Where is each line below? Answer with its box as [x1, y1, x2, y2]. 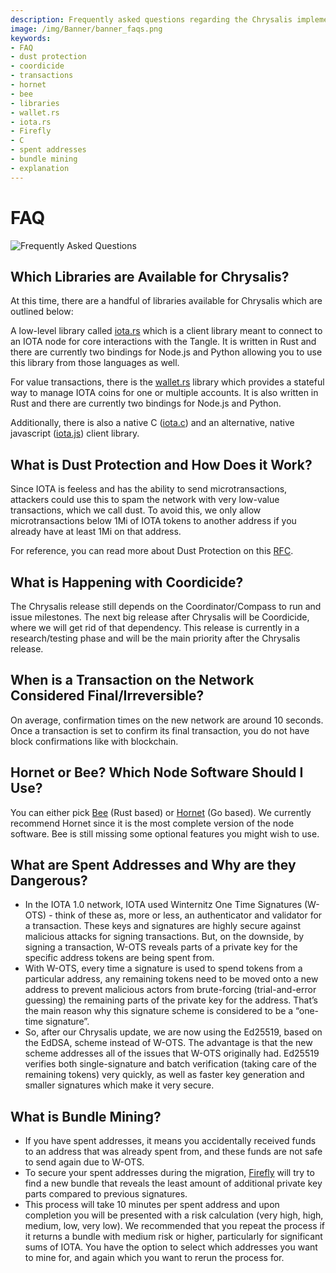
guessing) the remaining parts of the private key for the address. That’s [24, 994, 318, 1006]
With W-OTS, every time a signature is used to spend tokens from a [24, 962, 303, 975]
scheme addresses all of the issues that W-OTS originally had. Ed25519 [24, 1047, 320, 1060]
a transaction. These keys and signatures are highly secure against [24, 920, 302, 932]
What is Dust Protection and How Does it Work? [10, 456, 313, 473]
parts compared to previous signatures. [24, 1188, 188, 1200]
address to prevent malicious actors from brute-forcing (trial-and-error [24, 984, 317, 996]
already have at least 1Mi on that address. [10, 526, 182, 538]
